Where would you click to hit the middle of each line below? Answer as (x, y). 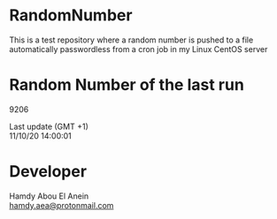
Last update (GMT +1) (49, 126)
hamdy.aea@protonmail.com (62, 205)
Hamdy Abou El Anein (49, 196)
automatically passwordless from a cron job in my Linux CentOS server (138, 49)
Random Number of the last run (127, 85)
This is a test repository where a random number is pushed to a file (131, 40)
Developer (48, 172)
